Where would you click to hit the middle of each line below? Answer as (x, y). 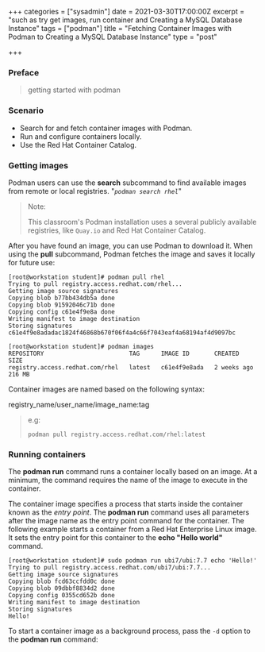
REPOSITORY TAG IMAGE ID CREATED (124, 353)
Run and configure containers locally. (81, 136)
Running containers (47, 454)
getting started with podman (74, 90)
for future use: (32, 262)
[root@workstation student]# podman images (81, 346)
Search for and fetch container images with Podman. (106, 128)
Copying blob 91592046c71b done (61, 305)
